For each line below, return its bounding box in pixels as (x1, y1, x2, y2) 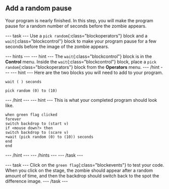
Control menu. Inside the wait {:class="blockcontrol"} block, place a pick (5, 58, 156, 65)
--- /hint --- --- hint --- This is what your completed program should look (5, 97, 157, 103)
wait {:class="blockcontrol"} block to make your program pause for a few (5, 38, 157, 44)
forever (5, 117, 22, 122)
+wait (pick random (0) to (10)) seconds (5, 134, 94, 139)
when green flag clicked (5, 112, 58, 117)
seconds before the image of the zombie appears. (5, 43, 109, 50)
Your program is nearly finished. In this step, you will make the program (5, 17, 154, 23)
